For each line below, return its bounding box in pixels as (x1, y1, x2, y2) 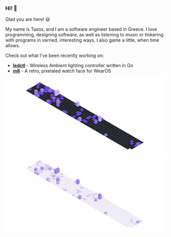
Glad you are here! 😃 (5, 16, 50, 23)
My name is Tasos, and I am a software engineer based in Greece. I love (5, 26, 158, 32)
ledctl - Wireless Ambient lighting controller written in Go (12, 63, 134, 69)
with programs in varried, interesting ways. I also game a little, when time (5, 37, 160, 43)
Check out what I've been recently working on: (5, 52, 104, 58)
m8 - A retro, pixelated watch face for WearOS (12, 68, 112, 74)
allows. (5, 43, 20, 49)
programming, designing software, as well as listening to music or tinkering (5, 32, 164, 38)
